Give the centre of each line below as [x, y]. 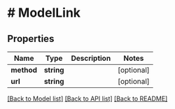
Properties [31, 39]
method [24, 70]
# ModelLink [44, 13]
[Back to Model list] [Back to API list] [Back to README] [87, 99]
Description [91, 58]
